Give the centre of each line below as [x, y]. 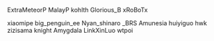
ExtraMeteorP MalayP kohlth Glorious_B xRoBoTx [77, 10]
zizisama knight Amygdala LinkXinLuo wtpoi [70, 30]
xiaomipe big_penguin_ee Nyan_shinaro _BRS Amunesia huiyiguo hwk [107, 23]
